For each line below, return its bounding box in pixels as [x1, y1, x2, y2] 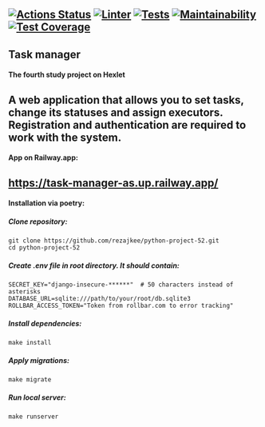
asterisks [8, 288, 42, 296]
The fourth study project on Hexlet [8, 70, 125, 80]
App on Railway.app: [8, 153, 78, 162]
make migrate [8, 376, 52, 384]
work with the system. [8, 130, 122, 144]
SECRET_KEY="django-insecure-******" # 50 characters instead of [8, 281, 234, 289]
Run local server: [8, 393, 66, 402]
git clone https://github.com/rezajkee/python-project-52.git [8, 237, 220, 245]
